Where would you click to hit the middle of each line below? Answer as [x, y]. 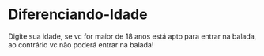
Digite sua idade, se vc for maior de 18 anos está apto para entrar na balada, [132, 36]
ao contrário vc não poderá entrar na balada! [81, 44]
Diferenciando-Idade [78, 15]
